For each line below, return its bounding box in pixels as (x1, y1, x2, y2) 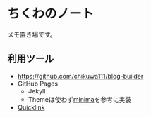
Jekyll (28, 86, 46, 95)
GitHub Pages (17, 79, 59, 88)
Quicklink (17, 103, 45, 112)
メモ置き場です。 (7, 30, 56, 39)
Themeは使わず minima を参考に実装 (28, 95, 132, 103)
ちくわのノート (7, 6, 95, 22)
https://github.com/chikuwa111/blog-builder (17, 72, 144, 80)
